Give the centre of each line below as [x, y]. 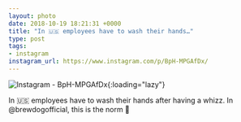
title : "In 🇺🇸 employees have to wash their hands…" [101, 31]
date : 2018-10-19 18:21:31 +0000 [65, 24]
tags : [17, 46]
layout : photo [32, 16]
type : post [27, 39]
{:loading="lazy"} [136, 84]
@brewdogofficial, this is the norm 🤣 [69, 109]
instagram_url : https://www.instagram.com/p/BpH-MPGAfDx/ [108, 62]
